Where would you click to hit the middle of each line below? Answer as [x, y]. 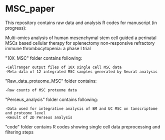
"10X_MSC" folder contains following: [44, 58]
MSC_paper [30, 9]
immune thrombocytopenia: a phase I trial [48, 48]
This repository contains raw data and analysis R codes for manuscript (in [81, 23]
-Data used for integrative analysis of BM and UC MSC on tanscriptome [81, 108]
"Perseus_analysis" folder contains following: [52, 99]
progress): [16, 28]
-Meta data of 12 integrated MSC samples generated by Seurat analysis [81, 72]
